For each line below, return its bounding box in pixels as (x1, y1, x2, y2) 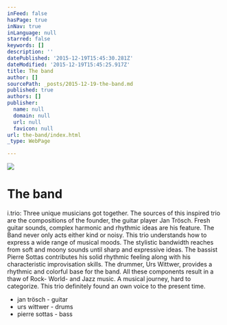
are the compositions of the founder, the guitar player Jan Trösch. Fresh (7, 216, 211, 225)
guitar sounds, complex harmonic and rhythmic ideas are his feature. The (7, 224, 215, 232)
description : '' (7, 49, 53, 56)
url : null (13, 118, 41, 126)
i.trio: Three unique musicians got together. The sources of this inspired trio (7, 209, 221, 217)
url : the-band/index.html (7, 131, 81, 138)
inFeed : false (7, 10, 48, 17)
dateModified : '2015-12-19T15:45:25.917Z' (7, 61, 130, 68)
